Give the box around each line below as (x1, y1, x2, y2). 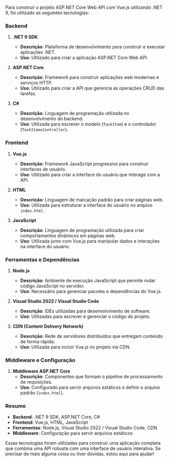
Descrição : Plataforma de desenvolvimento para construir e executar (20, 44, 165, 50)
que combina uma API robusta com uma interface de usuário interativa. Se (5, 445, 161, 452)
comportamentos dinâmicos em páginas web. (20, 233, 116, 239)
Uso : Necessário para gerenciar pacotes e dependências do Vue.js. (20, 288, 162, 294)
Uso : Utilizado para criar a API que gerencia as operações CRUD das (20, 85, 164, 91)
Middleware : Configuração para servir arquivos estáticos (12, 430, 133, 437)
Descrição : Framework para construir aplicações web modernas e (20, 74, 159, 80)
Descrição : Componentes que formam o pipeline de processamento (20, 373, 163, 380)
